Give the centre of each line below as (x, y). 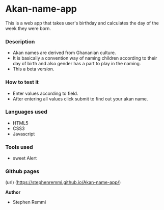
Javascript (24, 134)
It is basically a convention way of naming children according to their (85, 58)
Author (13, 192)
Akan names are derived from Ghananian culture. (64, 53)
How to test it (22, 82)
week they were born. (28, 28)
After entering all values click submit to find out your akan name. (80, 99)
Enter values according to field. (45, 93)
